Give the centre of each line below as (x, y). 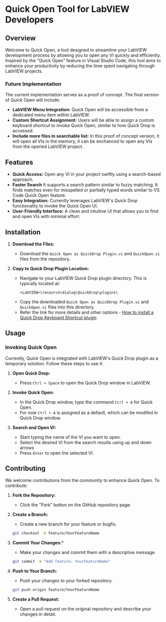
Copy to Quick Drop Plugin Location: (51, 268)
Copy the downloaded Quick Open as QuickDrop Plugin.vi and (84, 302)
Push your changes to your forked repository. (66, 581)
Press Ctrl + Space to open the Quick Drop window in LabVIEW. (85, 383)
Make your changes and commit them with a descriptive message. (88, 552)
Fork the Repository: (34, 495)
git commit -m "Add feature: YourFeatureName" (61, 562)
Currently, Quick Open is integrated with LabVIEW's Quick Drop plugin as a (82, 358)
